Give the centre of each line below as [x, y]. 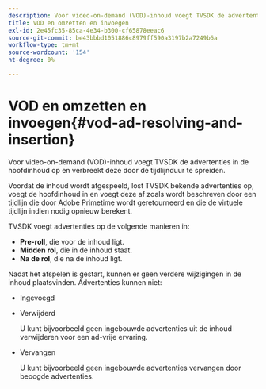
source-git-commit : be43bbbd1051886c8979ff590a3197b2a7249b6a [113, 38]
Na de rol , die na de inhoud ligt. [71, 258]
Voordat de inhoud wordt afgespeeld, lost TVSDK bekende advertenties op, [131, 185]
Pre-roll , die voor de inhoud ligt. [72, 241]
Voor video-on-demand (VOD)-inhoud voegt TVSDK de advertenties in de [129, 162]
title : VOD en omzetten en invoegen [68, 23]
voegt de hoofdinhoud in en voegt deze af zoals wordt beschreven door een [132, 194]
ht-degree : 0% [32, 60]
